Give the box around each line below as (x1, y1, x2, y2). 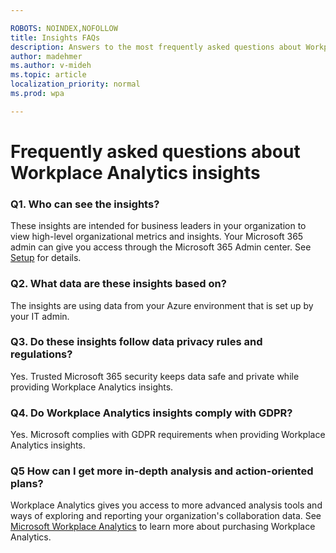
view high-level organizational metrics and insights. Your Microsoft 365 (10, 231, 304, 243)
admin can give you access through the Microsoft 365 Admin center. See (10, 241, 312, 253)
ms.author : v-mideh (10, 61, 92, 71)
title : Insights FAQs (10, 32, 101, 43)
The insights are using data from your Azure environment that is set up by (10, 299, 314, 311)
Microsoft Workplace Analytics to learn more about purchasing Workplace (10, 521, 316, 533)
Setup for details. (10, 252, 82, 264)
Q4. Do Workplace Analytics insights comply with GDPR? (10, 406, 293, 420)
